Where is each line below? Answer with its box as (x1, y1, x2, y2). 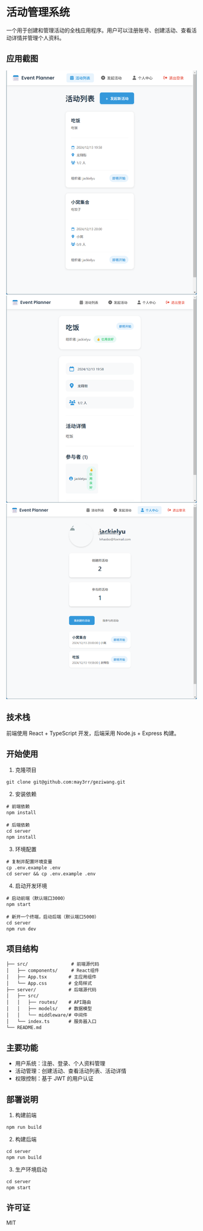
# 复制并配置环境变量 (6, 859, 53, 865)
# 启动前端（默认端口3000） (6, 895, 68, 901)
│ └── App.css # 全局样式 (6, 980, 92, 987)
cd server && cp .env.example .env (6, 871, 96, 877)
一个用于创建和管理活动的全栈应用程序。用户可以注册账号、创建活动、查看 (6, 27, 192, 34)
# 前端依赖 (6, 803, 30, 810)
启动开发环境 (14, 882, 47, 889)
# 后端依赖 (6, 822, 30, 828)
